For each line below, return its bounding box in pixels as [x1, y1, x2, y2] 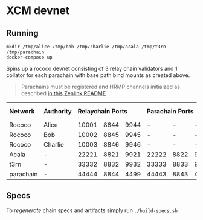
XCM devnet [6, 4, 70, 18]
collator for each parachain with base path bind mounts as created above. [6, 72, 190, 79]
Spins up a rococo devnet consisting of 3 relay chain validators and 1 [6, 65, 178, 72]
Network [9, 107, 35, 115]
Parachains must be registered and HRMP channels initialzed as [21, 83, 180, 90]
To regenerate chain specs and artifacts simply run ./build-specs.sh [6, 207, 178, 214]
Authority [43, 107, 72, 115]
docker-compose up [6, 55, 53, 61]
